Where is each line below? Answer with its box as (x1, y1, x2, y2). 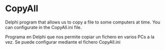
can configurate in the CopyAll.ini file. (5, 24, 82, 30)
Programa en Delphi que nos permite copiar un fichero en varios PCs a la (5, 34, 155, 40)
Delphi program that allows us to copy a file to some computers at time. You (5, 19, 161, 25)
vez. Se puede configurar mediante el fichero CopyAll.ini (5, 39, 121, 45)
